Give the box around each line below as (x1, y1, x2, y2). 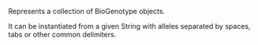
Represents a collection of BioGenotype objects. (8, 7, 166, 16)
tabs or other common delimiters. (8, 30, 117, 39)
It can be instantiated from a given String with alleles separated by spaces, (8, 22, 251, 30)
